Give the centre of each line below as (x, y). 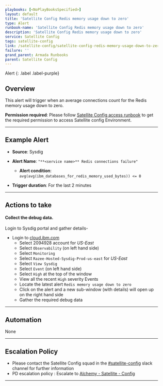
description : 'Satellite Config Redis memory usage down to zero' (73, 32)
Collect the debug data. (29, 217)
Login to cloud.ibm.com (36, 238)
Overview (20, 88)
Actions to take (28, 205)
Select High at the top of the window (56, 274)
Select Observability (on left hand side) (59, 248)
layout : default (21, 14)
